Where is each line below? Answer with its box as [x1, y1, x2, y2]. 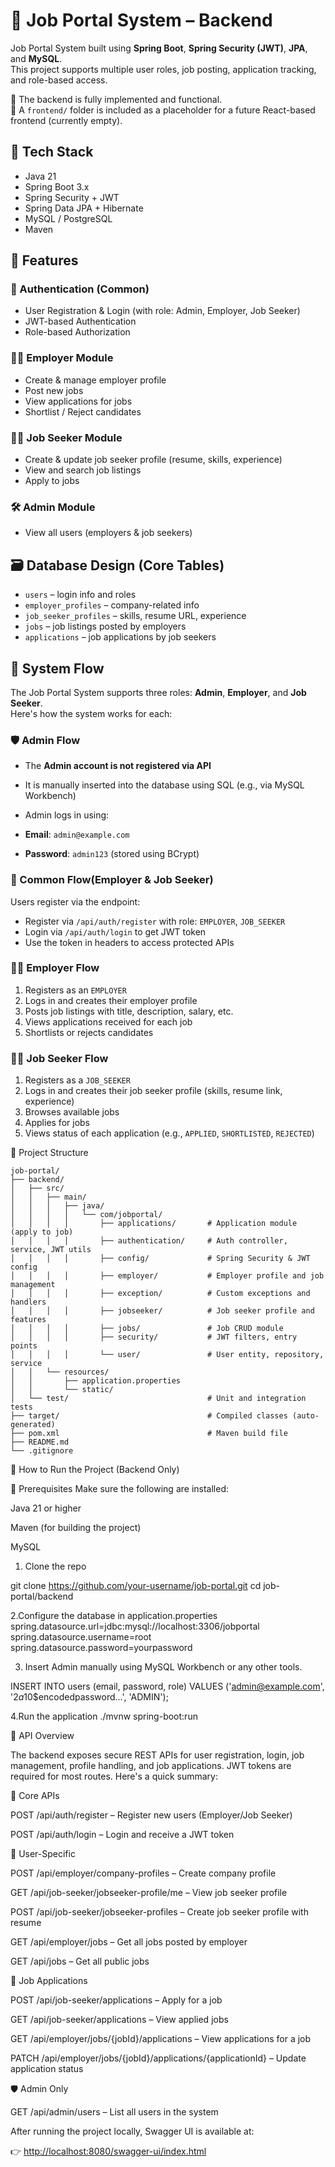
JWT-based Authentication [24, 315, 137, 328]
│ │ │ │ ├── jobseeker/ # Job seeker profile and [10, 1306, 315, 1316]
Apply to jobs [24, 475, 80, 487]
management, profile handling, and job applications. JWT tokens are [10, 1760, 292, 1772]
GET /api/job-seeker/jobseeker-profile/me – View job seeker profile [10, 1887, 288, 1899]
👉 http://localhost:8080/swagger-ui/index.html [10, 2145, 207, 2158]
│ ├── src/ [10, 1184, 65, 1194]
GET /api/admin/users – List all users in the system [10, 2106, 219, 2118]
